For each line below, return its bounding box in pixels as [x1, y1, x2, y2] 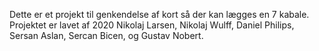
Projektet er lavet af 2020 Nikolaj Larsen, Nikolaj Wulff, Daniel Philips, [9, 19, 295, 31]
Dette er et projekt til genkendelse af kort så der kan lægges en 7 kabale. [9, 9, 310, 20]
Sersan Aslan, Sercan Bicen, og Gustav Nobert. [9, 30, 204, 41]
